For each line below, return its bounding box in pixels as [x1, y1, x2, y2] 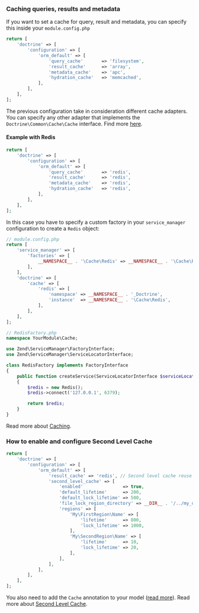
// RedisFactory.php [6, 330, 57, 336]
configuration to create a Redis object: [6, 225, 99, 232]
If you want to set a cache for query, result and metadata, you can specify [6, 18, 187, 26]
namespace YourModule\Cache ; [6, 335, 78, 342]
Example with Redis [6, 134, 56, 141]
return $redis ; [27, 400, 65, 407]
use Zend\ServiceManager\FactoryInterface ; [6, 346, 115, 352]
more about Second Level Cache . [6, 601, 88, 608]
